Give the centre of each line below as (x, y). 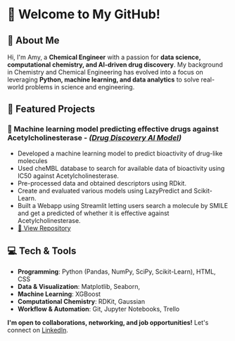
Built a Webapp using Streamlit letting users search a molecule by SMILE (123, 205)
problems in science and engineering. (80, 87)
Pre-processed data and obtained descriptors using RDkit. (102, 183)
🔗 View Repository (44, 228)
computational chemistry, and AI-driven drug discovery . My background (115, 65)
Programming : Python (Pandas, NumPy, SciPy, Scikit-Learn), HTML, (116, 271)
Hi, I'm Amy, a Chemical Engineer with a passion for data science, (104, 57)
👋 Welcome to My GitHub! (84, 14)
